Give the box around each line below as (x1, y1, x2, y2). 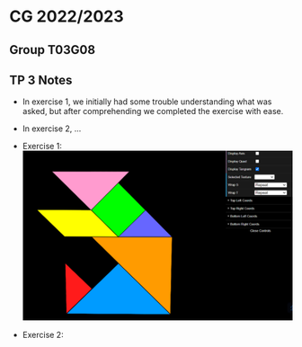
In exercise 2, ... (22, 123, 82, 134)
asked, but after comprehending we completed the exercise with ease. (22, 106, 284, 117)
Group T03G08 (9, 42, 96, 58)
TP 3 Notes (9, 72, 73, 87)
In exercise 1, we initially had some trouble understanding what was (22, 96, 272, 107)
